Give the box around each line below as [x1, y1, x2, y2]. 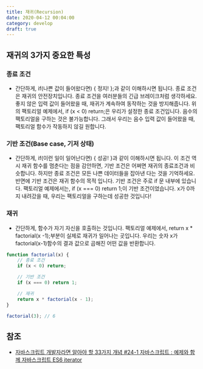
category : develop [6, 20, 53, 26]
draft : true [6, 26, 36, 32]
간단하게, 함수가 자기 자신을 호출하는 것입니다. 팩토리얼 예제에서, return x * [15, 224, 193, 231]
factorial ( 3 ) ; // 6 [6, 313, 56, 319]
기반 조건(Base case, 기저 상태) [6, 139, 94, 148]
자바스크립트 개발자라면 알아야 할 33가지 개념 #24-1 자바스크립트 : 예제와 [15, 348, 189, 356]
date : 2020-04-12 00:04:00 [6, 15, 75, 21]
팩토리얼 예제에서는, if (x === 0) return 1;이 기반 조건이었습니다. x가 [23, 185, 185, 192]
